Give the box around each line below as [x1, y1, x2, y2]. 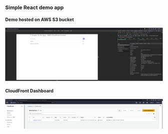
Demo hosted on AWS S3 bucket [5, 16, 74, 22]
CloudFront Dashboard [5, 87, 53, 93]
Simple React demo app [5, 4, 64, 11]
